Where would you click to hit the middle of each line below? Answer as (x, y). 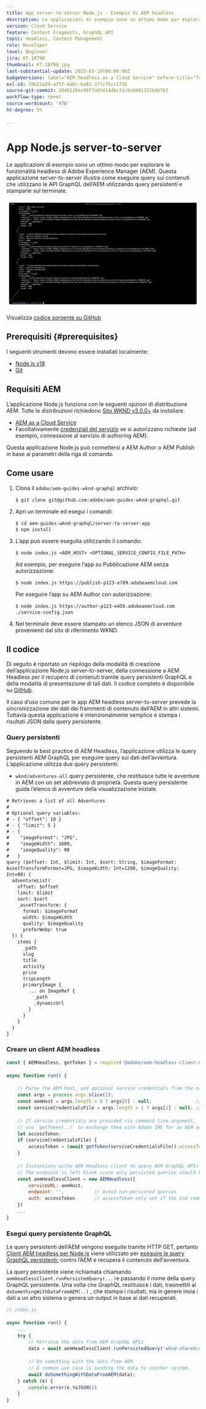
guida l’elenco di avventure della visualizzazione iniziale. (86, 789)
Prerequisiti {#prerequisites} (62, 337)
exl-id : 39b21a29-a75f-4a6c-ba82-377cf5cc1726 (67, 84)
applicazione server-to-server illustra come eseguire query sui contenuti (98, 177)
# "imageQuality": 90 (38, 850)
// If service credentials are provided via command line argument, (107, 1121)
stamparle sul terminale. (37, 191)
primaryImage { (42, 985)
